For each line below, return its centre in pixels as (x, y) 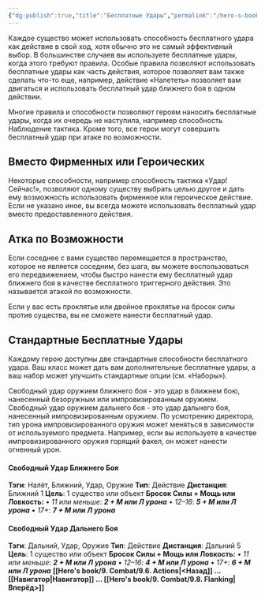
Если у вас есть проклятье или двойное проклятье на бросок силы (121, 307)
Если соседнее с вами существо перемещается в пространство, (118, 258)
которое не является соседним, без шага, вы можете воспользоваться (129, 266)
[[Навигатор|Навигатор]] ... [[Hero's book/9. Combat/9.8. (106, 580)
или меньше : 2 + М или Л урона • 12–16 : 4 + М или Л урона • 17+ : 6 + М (129, 563)
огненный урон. (35, 449)
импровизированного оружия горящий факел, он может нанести (118, 442)
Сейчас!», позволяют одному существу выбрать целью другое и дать (126, 189)
